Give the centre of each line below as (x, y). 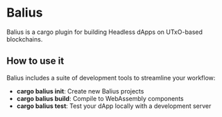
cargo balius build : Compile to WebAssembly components (100, 98)
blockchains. (25, 39)
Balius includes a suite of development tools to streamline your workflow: (111, 78)
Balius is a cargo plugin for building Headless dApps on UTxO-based (104, 32)
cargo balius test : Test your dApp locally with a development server (114, 106)
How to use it (35, 61)
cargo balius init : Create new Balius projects (80, 91)
